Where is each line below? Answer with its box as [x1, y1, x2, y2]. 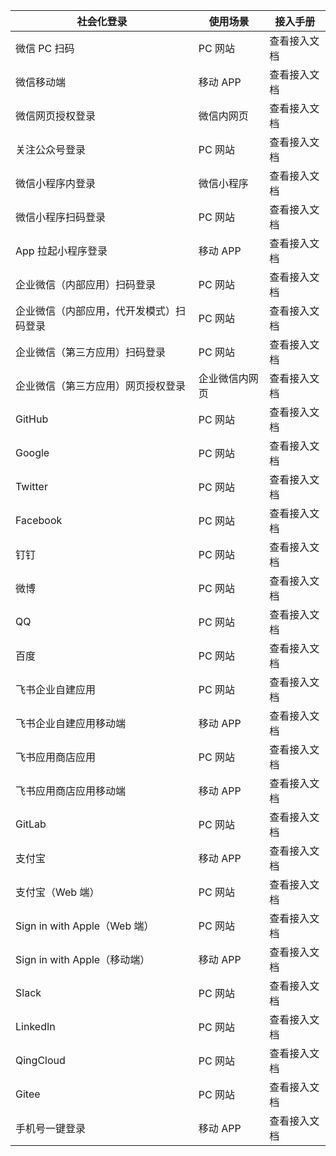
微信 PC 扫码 [15, 42, 75, 55]
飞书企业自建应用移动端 [15, 717, 127, 730]
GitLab [15, 817, 47, 831]
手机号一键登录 [15, 1122, 87, 1135]
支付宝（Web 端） [15, 885, 100, 899]
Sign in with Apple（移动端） [15, 953, 151, 966]
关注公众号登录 [15, 143, 87, 156]
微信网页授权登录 [15, 109, 97, 123]
